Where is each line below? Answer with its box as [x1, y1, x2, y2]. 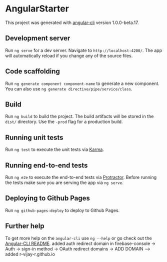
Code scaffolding [5, 67, 60, 75]
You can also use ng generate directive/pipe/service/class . [5, 85, 132, 91]
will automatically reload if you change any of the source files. [5, 52, 133, 58]
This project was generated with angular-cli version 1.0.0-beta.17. [5, 19, 139, 25]
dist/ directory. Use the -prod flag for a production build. [5, 118, 123, 125]
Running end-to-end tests [5, 161, 88, 169]
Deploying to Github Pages [5, 194, 90, 202]
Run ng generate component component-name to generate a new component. [5, 80, 160, 86]
